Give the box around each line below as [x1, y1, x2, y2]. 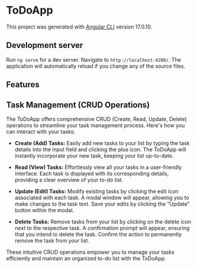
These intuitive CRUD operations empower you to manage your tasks [6, 248, 175, 256]
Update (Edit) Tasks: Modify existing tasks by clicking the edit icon [14, 187, 179, 194]
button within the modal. [14, 206, 75, 213]
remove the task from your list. [14, 237, 90, 244]
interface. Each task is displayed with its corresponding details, [14, 170, 169, 177]
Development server [6, 40, 83, 50]
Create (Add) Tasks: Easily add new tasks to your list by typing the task [14, 139, 190, 146]
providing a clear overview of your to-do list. [14, 176, 123, 183]
